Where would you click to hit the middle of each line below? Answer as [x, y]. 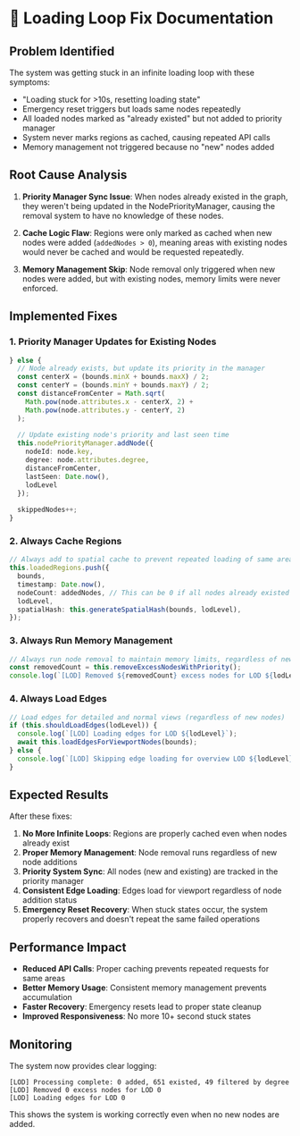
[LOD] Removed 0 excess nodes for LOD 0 [86, 1090]
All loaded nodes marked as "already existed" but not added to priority [152, 118]
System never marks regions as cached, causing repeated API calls [146, 137]
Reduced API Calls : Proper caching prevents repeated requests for [146, 969]
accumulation [47, 997]
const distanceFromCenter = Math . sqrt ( [92, 393]
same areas [43, 979]
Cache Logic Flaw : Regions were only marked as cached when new [147, 232]
